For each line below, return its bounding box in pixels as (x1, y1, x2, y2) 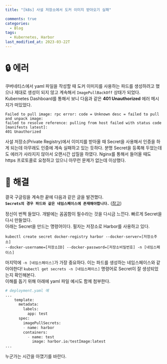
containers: (23, 330, 48, 335)
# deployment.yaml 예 (5, 288, 49, 293)
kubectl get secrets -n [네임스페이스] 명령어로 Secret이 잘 (23, 265, 142, 272)
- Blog (9, 25, 23, 30)
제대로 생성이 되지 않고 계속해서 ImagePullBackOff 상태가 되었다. (14, 89, 141, 95)
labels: (23, 307, 39, 312)
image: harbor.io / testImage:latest (31, 339, 106, 344)
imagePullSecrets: (23, 320, 61, 326)
